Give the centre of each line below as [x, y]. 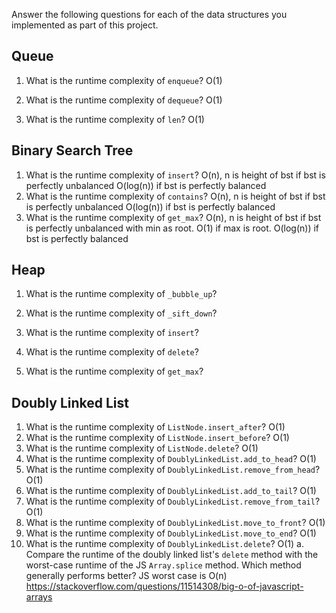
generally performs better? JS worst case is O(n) [126, 576]
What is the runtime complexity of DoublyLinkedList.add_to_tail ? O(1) [171, 491]
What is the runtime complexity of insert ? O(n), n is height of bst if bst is [175, 175]
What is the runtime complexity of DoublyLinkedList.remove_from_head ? [173, 470]
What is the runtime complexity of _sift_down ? [121, 313]
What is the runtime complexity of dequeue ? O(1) [124, 100]
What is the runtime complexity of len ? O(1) [115, 119]
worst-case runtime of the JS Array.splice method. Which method [163, 565]
